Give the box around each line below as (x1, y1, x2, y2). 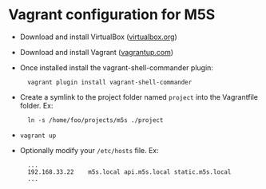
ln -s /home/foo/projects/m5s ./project (27, 116, 164, 124)
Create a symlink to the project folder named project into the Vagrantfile (19, 92, 258, 101)
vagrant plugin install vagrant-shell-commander (27, 78, 193, 86)
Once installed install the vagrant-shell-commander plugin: (19, 62, 214, 73)
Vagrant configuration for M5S (8, 6, 216, 24)
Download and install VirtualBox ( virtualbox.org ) (19, 32, 177, 41)
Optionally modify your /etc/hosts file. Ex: (19, 145, 160, 155)
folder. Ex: (19, 100, 54, 110)
